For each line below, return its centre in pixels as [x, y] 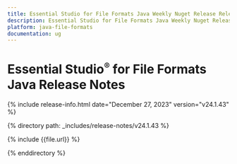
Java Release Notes [66, 84]
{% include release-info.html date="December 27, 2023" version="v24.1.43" [118, 104]
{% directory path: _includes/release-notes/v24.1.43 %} [88, 125]
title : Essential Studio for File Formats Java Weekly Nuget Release [112, 14]
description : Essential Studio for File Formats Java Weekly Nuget [109, 20]
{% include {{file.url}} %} [44, 139]
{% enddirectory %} [36, 153]
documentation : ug [34, 34]
